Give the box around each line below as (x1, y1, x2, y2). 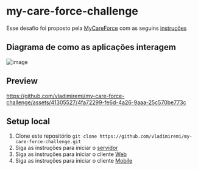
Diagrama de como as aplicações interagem (6, 42, 177, 52)
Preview (6, 76, 38, 87)
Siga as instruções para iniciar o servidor (15, 144, 118, 152)
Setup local (6, 116, 51, 126)
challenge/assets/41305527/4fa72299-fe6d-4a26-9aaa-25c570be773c (6, 99, 186, 106)
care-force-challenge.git (15, 139, 81, 145)
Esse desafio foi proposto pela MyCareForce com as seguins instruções (6, 24, 187, 32)
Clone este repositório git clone (15, 132, 97, 140)
